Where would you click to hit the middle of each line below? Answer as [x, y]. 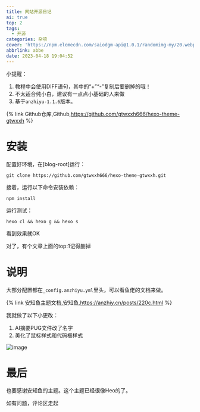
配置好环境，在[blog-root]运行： [46, 164]
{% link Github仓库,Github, [39, 114]
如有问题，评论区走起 [32, 403]
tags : [13, 28]
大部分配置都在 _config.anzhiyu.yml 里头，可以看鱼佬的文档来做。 [86, 290]
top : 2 [14, 23]
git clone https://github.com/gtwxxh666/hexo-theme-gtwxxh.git [86, 175]
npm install [21, 198]
